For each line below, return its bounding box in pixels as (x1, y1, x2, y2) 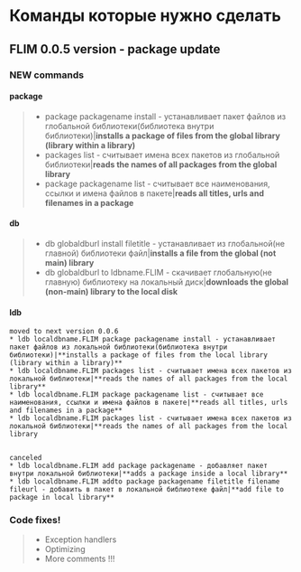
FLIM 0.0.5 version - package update (9, 42, 221, 57)
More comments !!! (44, 553, 115, 565)
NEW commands (9, 69, 84, 81)
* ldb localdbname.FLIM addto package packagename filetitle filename (9, 477, 280, 486)
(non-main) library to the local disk (44, 286, 178, 296)
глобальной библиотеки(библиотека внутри (44, 120, 214, 131)
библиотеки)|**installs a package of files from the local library (9, 351, 269, 360)
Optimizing (44, 544, 86, 555)
